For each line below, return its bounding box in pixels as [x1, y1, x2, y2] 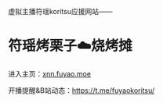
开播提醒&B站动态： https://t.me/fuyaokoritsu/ [8, 85, 155, 95]
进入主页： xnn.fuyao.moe [8, 69, 92, 78]
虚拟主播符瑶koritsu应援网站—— [8, 7, 113, 16]
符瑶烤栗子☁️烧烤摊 [8, 37, 133, 55]
